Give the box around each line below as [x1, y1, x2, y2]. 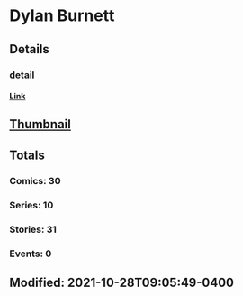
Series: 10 [9, 199, 54, 211]
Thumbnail [9, 116, 72, 132]
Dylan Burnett [9, 5, 115, 26]
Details [9, 42, 49, 57]
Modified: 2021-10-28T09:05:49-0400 [9, 274, 235, 290]
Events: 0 [9, 247, 52, 260]
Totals [9, 147, 45, 162]
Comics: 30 [9, 174, 61, 187]
